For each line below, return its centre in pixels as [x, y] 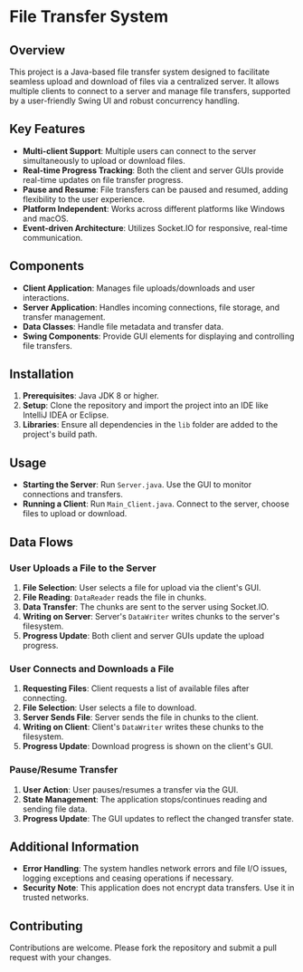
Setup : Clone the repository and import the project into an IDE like [145, 406]
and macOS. [46, 218]
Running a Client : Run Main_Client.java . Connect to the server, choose [156, 504]
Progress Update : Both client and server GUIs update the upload [143, 635]
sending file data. [55, 809]
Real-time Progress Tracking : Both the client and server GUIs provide [153, 170]
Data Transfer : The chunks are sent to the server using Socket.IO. [146, 606]
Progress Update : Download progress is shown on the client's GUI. [148, 746]
